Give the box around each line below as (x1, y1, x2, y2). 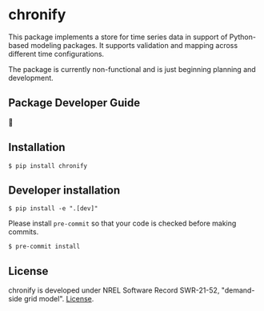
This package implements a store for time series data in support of (8, 32, 228, 42)
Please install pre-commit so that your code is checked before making (8, 218, 237, 229)
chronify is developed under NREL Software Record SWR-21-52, (8, 285, 220, 295)
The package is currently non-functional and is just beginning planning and (8, 64, 256, 74)
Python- (229, 32, 256, 42)
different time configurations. (8, 49, 105, 58)
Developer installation (8, 183, 121, 197)
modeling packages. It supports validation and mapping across (30, 40, 238, 50)
